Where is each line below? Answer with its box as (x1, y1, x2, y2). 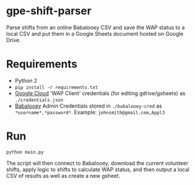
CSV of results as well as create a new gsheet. (6, 172, 120, 179)
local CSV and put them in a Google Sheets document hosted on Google (6, 30, 184, 37)
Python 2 (14, 77, 38, 84)
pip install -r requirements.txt (14, 84, 98, 90)
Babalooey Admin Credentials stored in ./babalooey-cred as (14, 102, 162, 109)
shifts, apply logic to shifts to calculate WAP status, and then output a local (6, 165, 190, 173)
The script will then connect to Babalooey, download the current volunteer (6, 159, 189, 167)
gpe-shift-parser (6, 4, 92, 18)
